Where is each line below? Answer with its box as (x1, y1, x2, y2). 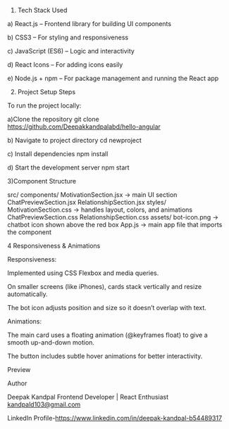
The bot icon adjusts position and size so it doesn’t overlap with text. (7, 304, 206, 312)
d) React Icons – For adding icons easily (7, 60, 123, 69)
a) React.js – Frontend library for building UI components (7, 20, 171, 27)
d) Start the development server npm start (7, 163, 130, 172)
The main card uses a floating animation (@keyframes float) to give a (7, 331, 208, 339)
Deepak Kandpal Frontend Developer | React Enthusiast (7, 393, 169, 401)
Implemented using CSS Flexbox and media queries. (7, 269, 159, 277)
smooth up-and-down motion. (7, 338, 95, 347)
